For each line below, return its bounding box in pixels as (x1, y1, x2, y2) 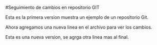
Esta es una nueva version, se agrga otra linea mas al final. (5, 34, 129, 40)
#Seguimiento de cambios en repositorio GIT (5, 5, 100, 10)
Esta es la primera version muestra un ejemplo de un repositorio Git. (5, 14, 149, 20)
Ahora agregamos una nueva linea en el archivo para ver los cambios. (5, 24, 152, 30)
